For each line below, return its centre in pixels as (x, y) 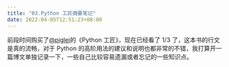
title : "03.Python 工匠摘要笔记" (52, 13)
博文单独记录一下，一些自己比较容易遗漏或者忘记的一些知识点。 (103, 57)
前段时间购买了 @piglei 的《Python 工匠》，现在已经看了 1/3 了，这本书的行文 (113, 40)
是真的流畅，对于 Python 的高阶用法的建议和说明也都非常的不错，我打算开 (112, 48)
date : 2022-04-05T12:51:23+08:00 (55, 20)
